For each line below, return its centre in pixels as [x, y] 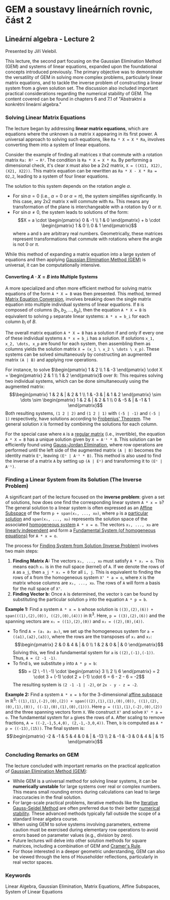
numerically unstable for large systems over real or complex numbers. [87, 786]
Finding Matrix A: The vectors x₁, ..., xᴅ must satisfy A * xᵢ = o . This [88, 561]
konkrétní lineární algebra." [33, 104]
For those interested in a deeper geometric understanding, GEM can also [89, 851]
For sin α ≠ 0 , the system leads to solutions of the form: [71, 212]
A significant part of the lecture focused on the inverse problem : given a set [85, 497]
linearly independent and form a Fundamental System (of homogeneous [80, 530]
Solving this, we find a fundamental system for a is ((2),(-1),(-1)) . [83, 653]
